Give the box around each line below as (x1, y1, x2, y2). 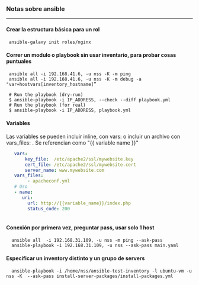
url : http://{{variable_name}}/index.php (27, 200, 131, 206)
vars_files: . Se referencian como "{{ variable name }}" (6, 139, 139, 146)
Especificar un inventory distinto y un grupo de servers (6, 255, 145, 262)
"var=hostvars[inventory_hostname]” (6, 81, 97, 87)
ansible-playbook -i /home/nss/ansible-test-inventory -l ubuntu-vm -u (11, 268, 192, 274)
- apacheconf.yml (27, 178, 70, 184)
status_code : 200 (27, 206, 70, 212)
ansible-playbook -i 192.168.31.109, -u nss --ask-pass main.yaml (11, 242, 179, 248)
